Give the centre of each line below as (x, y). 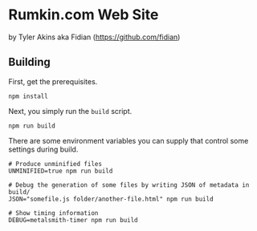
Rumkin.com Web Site (84, 15)
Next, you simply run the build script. (70, 111)
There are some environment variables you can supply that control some (128, 140)
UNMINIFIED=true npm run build (61, 171)
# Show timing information (53, 213)
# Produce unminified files (55, 164)
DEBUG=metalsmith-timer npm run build (73, 220)
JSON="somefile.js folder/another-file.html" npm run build (111, 199)
